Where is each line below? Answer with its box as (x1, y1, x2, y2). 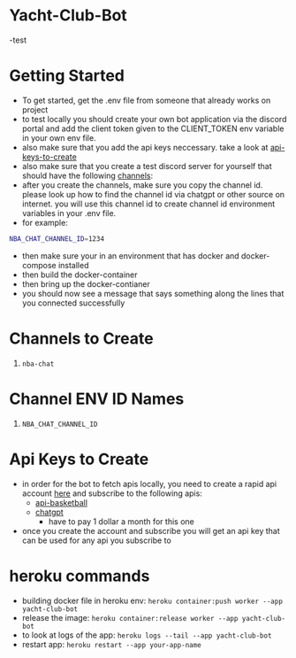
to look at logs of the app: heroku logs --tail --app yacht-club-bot (21, 630, 272, 640)
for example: (21, 217, 68, 228)
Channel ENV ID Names (9, 389, 185, 408)
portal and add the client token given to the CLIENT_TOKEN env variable (21, 123, 285, 134)
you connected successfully (21, 298, 125, 308)
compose (21, 259, 57, 270)
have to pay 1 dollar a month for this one (48, 515, 194, 527)
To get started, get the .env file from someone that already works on (21, 95, 271, 105)
